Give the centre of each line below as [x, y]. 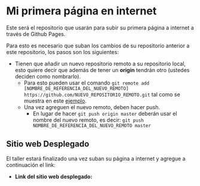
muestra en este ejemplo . [55, 101]
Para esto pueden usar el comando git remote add [87, 83]
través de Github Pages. [36, 34]
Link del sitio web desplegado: [54, 176]
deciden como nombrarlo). [48, 76]
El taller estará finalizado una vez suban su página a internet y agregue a [96, 158]
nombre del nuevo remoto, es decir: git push [88, 120]
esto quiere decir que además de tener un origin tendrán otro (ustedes [102, 70]
